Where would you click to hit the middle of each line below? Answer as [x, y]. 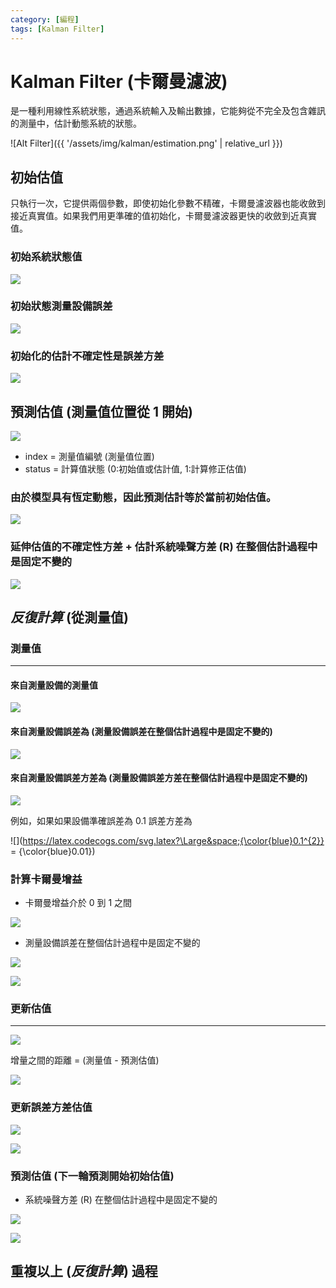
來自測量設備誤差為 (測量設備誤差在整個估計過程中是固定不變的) [141, 732]
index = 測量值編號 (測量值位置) [89, 456]
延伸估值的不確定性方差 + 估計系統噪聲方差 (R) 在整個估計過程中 [164, 547]
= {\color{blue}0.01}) [53, 851]
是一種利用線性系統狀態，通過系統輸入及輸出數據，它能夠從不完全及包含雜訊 [168, 111]
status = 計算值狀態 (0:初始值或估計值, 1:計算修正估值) [135, 468]
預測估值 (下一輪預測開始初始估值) [92, 1176]
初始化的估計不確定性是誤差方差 [87, 356]
